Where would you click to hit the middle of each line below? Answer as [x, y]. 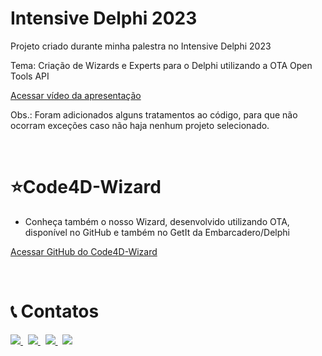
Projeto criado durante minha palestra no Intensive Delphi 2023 [141, 46]
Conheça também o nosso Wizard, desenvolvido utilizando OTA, [157, 221]
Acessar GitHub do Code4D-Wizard [84, 251]
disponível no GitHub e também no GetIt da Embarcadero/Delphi [157, 232]
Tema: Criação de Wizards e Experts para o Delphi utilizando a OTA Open [161, 65]
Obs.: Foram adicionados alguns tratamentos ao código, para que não [154, 114]
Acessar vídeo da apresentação [76, 95]
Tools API [30, 76]
